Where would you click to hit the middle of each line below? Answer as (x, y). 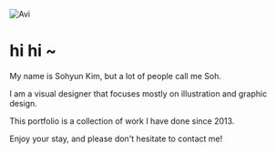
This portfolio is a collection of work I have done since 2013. (122, 121)
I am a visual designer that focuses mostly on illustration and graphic (138, 93)
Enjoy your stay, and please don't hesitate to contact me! (116, 138)
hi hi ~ (33, 51)
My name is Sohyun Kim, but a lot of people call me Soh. (115, 76)
